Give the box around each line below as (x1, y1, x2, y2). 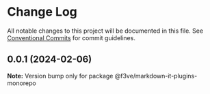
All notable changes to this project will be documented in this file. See (7, 27, 204, 35)
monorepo (7, 79, 36, 87)
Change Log (7, 4, 77, 20)
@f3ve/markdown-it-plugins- (114, 72, 198, 80)
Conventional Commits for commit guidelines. (7, 33, 135, 42)
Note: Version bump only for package (7, 72, 114, 80)
